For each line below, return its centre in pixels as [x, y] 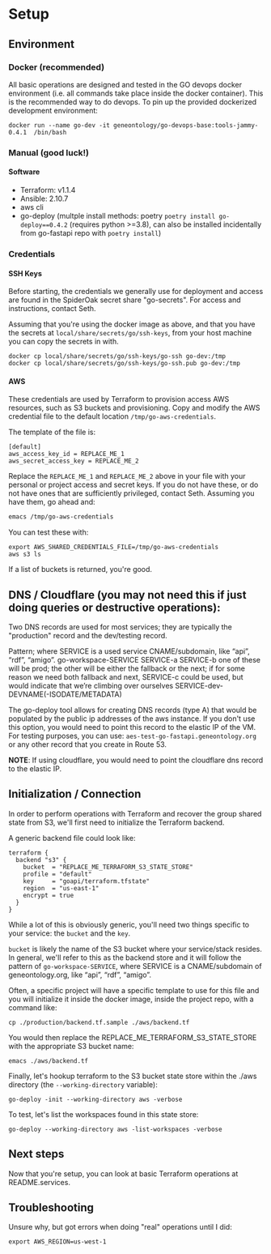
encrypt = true [49, 895]
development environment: [53, 110]
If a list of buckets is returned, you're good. [80, 569]
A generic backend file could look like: [72, 838]
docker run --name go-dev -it [59, 125]
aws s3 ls [25, 554]
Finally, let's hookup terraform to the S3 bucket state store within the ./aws [133, 1076]
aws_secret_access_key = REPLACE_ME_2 [74, 461]
